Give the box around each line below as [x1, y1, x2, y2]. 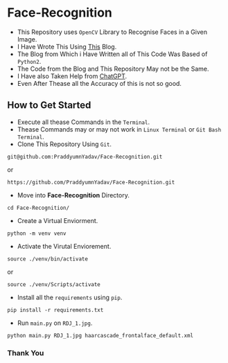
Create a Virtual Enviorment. [17, 216, 98, 224]
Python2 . [17, 57, 42, 65]
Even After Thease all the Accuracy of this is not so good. [17, 79, 182, 87]
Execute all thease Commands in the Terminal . [17, 118, 150, 126]
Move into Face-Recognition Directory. [17, 191, 130, 199]
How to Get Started [7, 99, 91, 112]
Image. [17, 35, 37, 43]
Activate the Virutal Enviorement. [17, 242, 112, 250]
